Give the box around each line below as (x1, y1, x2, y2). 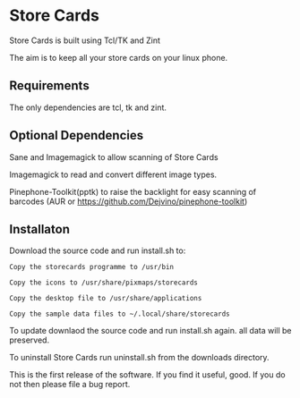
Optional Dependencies (9, 128, 144, 143)
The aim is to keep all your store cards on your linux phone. (9, 52, 228, 63)
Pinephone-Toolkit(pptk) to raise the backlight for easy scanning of (9, 186, 257, 197)
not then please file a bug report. (9, 379, 131, 390)
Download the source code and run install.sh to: (9, 245, 186, 256)
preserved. (9, 334, 50, 345)
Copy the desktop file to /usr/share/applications (9, 294, 202, 303)
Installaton (9, 221, 70, 237)
